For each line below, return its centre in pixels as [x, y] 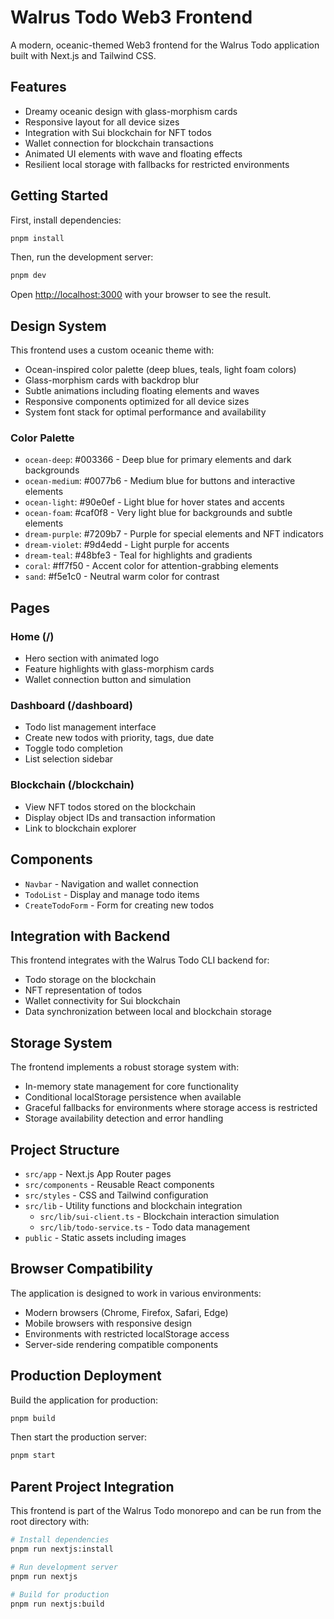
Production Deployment [86, 1376]
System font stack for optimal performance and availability [145, 412]
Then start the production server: [79, 1437]
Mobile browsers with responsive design [108, 1323]
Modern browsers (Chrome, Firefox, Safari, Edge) [126, 1312]
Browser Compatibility [81, 1269]
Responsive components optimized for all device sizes [137, 402]
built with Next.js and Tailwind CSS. [83, 55]
